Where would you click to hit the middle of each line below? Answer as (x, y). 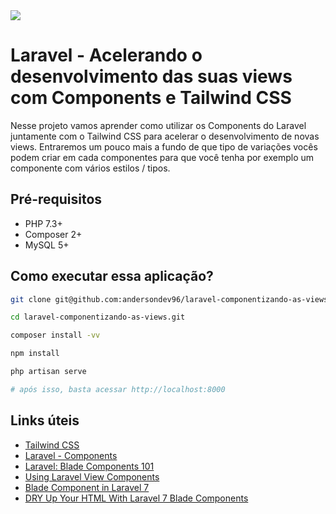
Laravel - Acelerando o (106, 55)
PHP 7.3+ (43, 223)
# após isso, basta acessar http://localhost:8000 (118, 389)
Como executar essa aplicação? (112, 276)
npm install (35, 354)
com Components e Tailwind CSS (151, 98)
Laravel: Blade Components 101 (89, 466)
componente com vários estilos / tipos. (90, 168)
